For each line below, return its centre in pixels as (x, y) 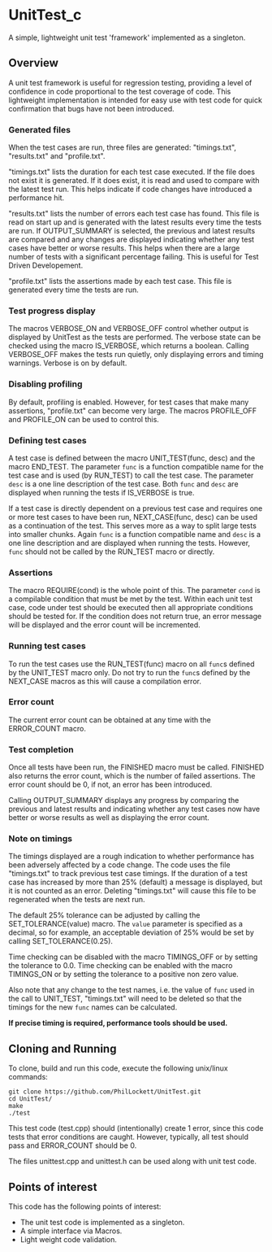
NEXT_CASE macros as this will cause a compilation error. (105, 681)
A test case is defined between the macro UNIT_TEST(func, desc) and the (132, 458)
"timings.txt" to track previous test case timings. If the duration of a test (128, 874)
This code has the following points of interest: (85, 1206)
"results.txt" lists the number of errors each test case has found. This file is (134, 214)
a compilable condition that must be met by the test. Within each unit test (131, 599)
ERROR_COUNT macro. (47, 728)
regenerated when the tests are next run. (77, 900)
